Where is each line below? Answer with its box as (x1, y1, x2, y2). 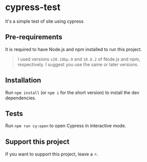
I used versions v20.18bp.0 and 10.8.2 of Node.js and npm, (17, 56, 140, 62)
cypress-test (5, 2, 60, 13)
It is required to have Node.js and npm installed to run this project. (5, 46, 142, 52)
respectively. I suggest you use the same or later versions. (17, 61, 139, 67)
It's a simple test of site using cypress (5, 18, 84, 24)
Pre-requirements (5, 33, 63, 41)
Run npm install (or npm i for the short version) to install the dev (5, 89, 139, 95)
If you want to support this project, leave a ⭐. (5, 151, 99, 157)
